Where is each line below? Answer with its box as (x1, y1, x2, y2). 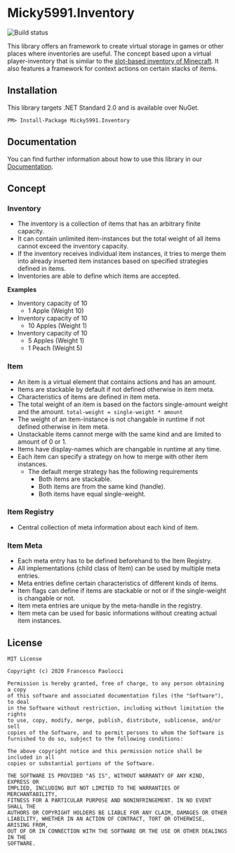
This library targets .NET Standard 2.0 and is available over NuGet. (7, 103, 200, 112)
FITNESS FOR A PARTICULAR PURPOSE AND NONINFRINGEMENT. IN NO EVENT (7, 797, 212, 804)
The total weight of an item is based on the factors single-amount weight (17, 399, 228, 409)
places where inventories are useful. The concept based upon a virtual (7, 49, 212, 58)
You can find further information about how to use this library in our (7, 155, 202, 163)
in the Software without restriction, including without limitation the (7, 705, 224, 712)
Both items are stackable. (38, 475, 112, 483)
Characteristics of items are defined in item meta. (17, 392, 161, 401)
